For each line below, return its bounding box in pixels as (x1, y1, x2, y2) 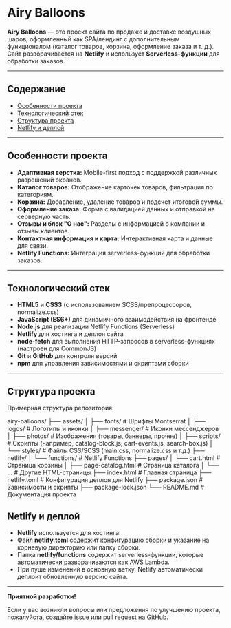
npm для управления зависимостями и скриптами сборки (16, 359, 189, 368)
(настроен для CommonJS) (16, 344, 97, 353)
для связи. (16, 241, 49, 249)
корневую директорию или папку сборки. (16, 543, 141, 552)
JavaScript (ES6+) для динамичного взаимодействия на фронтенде (16, 315, 217, 324)
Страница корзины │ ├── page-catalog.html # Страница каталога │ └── (7, 461, 220, 470)
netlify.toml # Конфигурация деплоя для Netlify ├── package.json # (7, 476, 203, 484)
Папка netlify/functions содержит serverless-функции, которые (16, 551, 204, 558)
